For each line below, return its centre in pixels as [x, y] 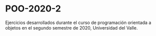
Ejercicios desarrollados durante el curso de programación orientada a [78, 22]
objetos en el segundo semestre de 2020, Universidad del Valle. [71, 27]
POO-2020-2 [33, 9]
